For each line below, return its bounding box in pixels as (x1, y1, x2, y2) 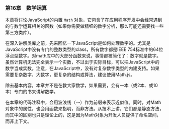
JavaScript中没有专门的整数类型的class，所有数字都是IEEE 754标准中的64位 (5, 46, 163, 52)
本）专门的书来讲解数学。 (5, 89, 58, 95)
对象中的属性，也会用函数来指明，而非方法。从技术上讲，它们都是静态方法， (5, 106, 164, 112)
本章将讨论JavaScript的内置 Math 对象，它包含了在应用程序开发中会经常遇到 (5, 17, 162, 23)
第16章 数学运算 (5, 4, 47, 11)
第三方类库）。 (5, 29, 34, 36)
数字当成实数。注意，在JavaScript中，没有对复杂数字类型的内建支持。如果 (5, 66, 160, 72)
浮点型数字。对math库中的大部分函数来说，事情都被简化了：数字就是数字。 (5, 53, 161, 59)
